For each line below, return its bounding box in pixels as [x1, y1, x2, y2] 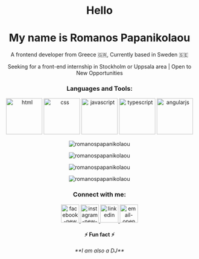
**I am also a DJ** [74, 247, 125, 254]
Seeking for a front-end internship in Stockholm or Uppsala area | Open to [7, 63, 192, 70]
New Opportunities [76, 70, 123, 77]
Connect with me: [72, 190, 127, 199]
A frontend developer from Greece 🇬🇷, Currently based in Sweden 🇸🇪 [10, 51, 189, 58]
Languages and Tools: [66, 85, 133, 93]
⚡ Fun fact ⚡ [84, 231, 115, 238]
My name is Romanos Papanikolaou [8, 31, 191, 45]
